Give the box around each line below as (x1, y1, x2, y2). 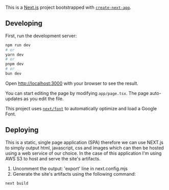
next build (5, 181, 29, 186)
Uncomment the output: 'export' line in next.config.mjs (12, 165, 128, 172)
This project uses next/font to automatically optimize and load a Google (5, 105, 157, 111)
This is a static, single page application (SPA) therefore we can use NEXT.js (5, 139, 163, 145)
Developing (5, 19, 42, 28)
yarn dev (5, 52, 24, 57)
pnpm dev (5, 61, 24, 67)
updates (5, 96, 23, 102)
